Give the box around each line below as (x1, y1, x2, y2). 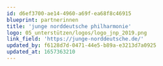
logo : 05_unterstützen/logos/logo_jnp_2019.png (6, 29, 148, 36)
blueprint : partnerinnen (6, 16, 79, 23)
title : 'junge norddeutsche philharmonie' (6, 23, 132, 30)
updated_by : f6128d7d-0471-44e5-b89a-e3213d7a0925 (6, 42, 157, 49)
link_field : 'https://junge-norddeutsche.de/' (6, 36, 144, 43)
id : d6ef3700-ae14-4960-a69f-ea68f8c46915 (6, 10, 132, 17)
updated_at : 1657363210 (6, 49, 76, 56)
